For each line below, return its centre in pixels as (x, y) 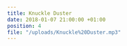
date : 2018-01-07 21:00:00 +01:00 (57, 20)
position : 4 (24, 26)
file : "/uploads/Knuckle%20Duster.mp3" (64, 32)
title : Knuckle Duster (39, 13)
